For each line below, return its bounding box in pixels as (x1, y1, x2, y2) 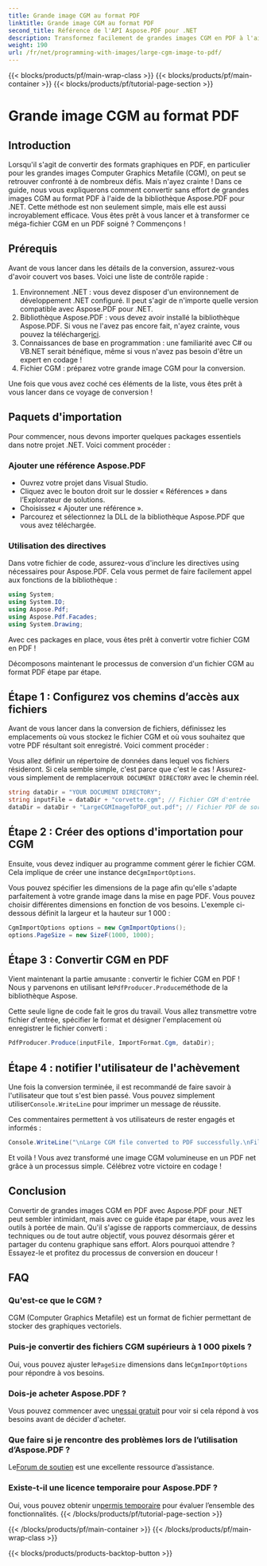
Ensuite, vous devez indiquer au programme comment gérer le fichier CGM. (8, 858, 256, 869)
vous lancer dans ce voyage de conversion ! (8, 387, 153, 397)
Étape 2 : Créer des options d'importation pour (8, 826, 244, 839)
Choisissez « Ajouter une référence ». (19, 503, 144, 512)
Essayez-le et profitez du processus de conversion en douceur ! (8, 1248, 219, 1258)
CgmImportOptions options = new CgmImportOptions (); (8, 924, 187, 932)
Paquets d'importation (8, 410, 122, 424)
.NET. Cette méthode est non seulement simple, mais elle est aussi (8, 202, 226, 211)
